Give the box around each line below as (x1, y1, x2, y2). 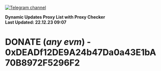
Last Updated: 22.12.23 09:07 (5, 20, 67, 25)
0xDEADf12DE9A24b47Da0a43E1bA (5, 47, 156, 58)
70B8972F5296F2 (5, 57, 80, 69)
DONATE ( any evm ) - (5, 37, 91, 47)
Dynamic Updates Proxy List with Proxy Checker (5, 14, 105, 20)
